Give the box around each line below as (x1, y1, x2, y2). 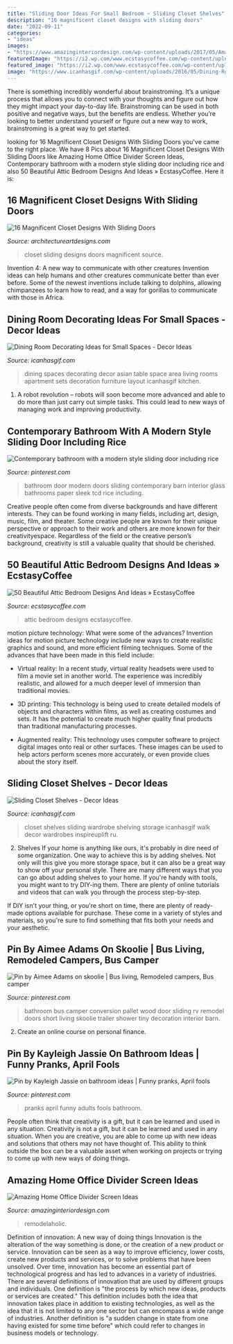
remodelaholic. (24, 1220, 67, 1227)
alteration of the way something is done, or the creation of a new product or (7, 1241, 224, 1248)
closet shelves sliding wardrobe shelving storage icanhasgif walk (24, 822, 211, 831)
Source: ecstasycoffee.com (7, 601, 86, 610)
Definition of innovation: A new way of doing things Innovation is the (7, 1233, 202, 1241)
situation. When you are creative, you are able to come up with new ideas (7, 1132, 217, 1141)
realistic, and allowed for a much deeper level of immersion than (17, 679, 201, 687)
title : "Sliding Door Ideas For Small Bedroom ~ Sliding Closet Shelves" (7, 10, 225, 17)
